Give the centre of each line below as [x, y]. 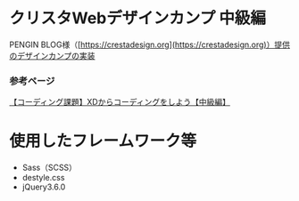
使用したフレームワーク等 [103, 141]
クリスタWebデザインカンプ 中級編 [137, 18]
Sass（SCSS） [50, 168]
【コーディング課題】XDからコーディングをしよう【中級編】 [120, 102]
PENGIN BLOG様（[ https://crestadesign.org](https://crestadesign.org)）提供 [149, 44]
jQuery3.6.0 [44, 187]
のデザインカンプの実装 [52, 55]
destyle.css [43, 178]
